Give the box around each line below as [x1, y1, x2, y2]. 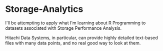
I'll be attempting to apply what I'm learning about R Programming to [5, 20, 146, 26]
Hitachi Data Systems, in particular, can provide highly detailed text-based [5, 35, 158, 41]
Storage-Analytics [5, 3, 83, 15]
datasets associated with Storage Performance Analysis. [5, 25, 121, 31]
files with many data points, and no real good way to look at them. [5, 40, 141, 46]
